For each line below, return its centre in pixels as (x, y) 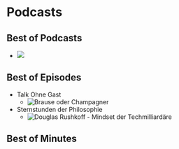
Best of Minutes (42, 139)
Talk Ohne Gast (39, 94)
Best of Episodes (44, 78)
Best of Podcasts (44, 38)
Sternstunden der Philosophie (59, 109)
